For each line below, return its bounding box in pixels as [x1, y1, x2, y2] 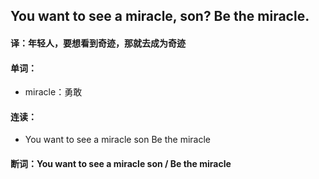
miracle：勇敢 [24, 86, 83, 98]
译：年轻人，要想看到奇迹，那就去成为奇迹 [10, 37, 186, 49]
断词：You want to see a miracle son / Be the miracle [10, 157, 232, 169]
